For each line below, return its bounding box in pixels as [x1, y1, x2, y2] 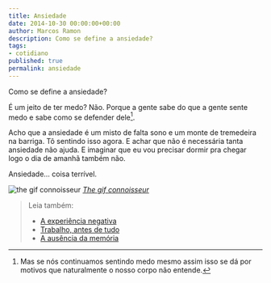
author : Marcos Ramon [8, 27, 81, 35]
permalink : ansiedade [8, 65, 81, 73]
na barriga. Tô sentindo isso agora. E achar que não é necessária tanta [8, 137, 244, 146]
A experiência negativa [40, 216, 117, 226]
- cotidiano [8, 49, 48, 57]
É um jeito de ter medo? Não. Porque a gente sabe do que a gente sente [8, 102, 248, 112]
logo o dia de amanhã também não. [8, 154, 127, 163]
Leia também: [27, 201, 74, 210]
